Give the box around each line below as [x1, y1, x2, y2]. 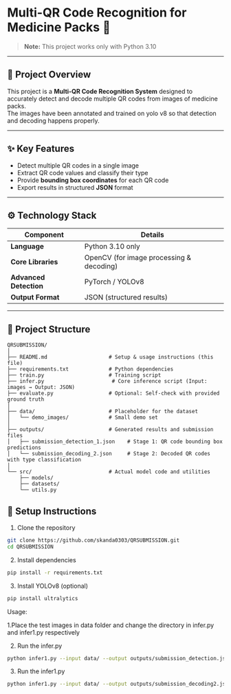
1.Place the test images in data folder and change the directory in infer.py [7, 621, 214, 629]
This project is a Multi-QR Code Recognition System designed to [7, 87, 193, 95]
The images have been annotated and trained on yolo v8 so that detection [7, 109, 217, 117]
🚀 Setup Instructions [7, 505, 97, 517]
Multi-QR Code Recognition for [7, 5, 187, 21]
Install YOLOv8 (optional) [16, 582, 88, 590]
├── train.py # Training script [7, 372, 162, 379]
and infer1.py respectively [7, 628, 80, 636]
